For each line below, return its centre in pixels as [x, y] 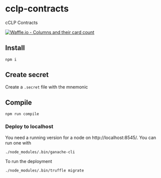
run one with [18, 142]
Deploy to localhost [29, 126]
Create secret [27, 75]
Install [15, 48]
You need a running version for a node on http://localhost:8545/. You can [81, 137]
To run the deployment [29, 161]
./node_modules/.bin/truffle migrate [45, 170]
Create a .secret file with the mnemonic [47, 87]
